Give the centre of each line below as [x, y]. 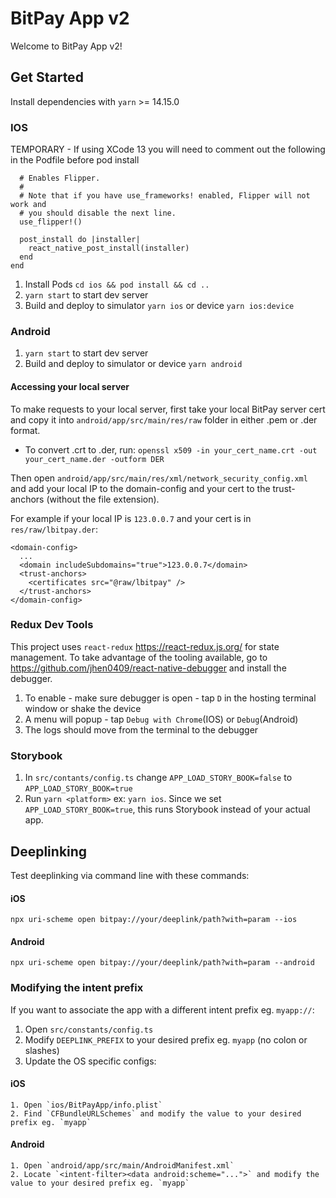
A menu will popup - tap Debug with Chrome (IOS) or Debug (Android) [161, 719]
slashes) [42, 1050]
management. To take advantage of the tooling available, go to [139, 657]
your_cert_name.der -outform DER [94, 459]
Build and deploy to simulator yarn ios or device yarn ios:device [159, 306]
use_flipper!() [51, 222]
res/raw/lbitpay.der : [54, 529]
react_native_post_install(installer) [109, 248]
